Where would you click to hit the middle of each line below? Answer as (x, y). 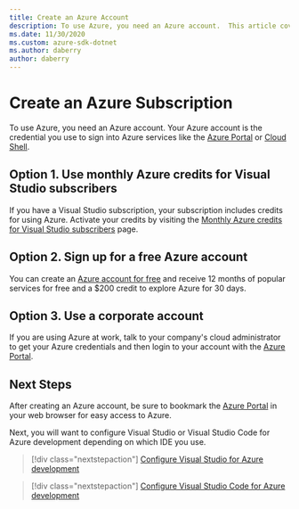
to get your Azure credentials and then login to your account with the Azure (147, 347)
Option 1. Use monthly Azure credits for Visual (140, 175)
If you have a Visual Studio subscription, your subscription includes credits (146, 209)
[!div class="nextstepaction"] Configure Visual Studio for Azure (147, 459)
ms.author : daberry (45, 51)
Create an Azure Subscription (121, 103)
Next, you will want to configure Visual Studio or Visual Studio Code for (140, 432)
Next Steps (40, 384)
